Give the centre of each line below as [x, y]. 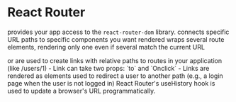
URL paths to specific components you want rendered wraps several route [116, 39]
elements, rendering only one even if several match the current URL [106, 47]
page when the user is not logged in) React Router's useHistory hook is [111, 83]
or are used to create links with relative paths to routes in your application [114, 60]
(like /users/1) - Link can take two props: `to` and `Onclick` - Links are [108, 68]
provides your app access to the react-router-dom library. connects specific [118, 32]
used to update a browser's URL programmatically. [82, 91]
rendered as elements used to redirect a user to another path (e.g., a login [115, 76]
